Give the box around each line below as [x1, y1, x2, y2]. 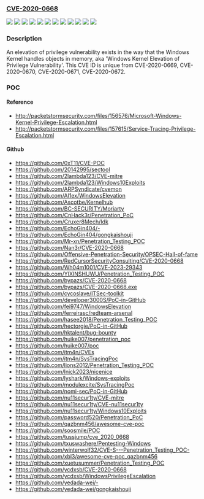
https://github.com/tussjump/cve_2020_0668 [15, 433, 130, 440]
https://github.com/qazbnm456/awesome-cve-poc [15, 420, 145, 427]
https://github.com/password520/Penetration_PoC [15, 413, 143, 421]
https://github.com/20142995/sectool [15, 166, 110, 173]
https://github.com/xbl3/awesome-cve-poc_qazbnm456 [15, 452, 158, 460]
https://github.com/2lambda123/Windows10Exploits [15, 179, 146, 186]
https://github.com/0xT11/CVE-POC [15, 159, 105, 166]
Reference [6, 98, 34, 106]
